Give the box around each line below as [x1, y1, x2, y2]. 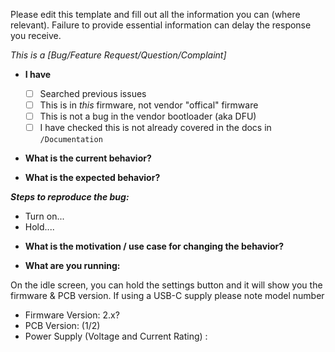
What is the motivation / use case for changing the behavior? [24, 240, 285, 253]
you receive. [10, 30, 62, 41]
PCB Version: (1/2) [24, 320, 101, 332]
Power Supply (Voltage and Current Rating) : [24, 330, 208, 343]
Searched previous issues [39, 88, 147, 99]
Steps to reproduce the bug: [10, 191, 130, 203]
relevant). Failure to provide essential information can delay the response [10, 19, 312, 31]
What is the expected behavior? [24, 172, 161, 184]
